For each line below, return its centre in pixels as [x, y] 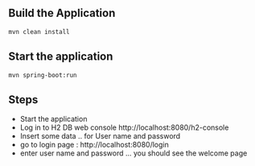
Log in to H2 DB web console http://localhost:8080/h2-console [124, 127]
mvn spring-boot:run [43, 75]
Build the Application [62, 13]
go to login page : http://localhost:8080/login [94, 145]
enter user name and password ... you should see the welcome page [134, 153]
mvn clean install [39, 31]
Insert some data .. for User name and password [100, 136]
